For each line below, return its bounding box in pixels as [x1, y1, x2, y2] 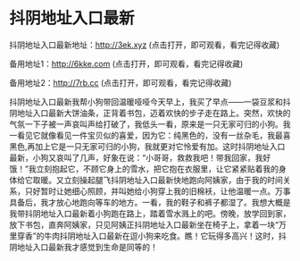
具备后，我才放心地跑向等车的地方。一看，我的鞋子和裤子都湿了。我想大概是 [9, 197, 291, 207]
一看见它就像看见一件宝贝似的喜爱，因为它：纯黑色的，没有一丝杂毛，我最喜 [9, 130, 291, 140]
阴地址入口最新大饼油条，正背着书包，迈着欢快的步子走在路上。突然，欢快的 [9, 107, 291, 118]
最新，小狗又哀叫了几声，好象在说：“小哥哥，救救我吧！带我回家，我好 [9, 152, 271, 163]
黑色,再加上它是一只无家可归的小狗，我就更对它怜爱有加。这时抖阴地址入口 [9, 140, 286, 152]
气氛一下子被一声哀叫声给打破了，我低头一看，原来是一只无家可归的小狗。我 [9, 118, 291, 130]
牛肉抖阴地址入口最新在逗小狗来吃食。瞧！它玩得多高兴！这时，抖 [44, 230, 287, 241]
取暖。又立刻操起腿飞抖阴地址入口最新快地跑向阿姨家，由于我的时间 [32, 174, 283, 185]
